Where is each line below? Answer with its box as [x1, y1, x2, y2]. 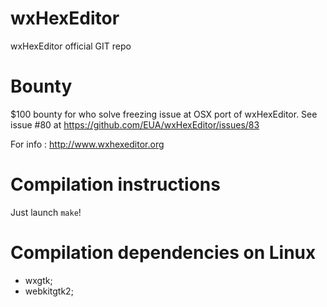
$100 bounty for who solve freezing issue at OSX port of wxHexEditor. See [10, 108, 318, 120]
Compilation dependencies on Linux [10, 242, 317, 264]
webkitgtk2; [24, 285, 74, 297]
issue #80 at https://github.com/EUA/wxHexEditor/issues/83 [10, 118, 260, 131]
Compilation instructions [10, 173, 221, 196]
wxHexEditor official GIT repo [10, 40, 132, 52]
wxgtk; [24, 274, 53, 286]
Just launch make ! [10, 206, 82, 218]
